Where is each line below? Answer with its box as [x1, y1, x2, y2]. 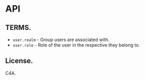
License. [5, 57, 33, 65]
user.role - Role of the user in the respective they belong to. [12, 42, 140, 48]
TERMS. [5, 23, 32, 32]
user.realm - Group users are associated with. [12, 36, 109, 43]
